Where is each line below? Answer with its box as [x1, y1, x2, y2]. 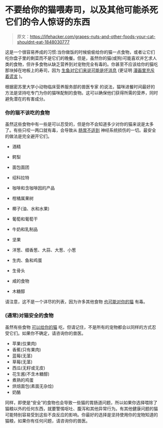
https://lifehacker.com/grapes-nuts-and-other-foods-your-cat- [30, 34, 156, 39]
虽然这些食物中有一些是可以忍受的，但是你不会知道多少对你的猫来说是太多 [5, 121, 154, 127]
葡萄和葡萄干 [12, 216, 38, 222]
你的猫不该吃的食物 [5, 109, 50, 116]
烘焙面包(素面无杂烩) [12, 383, 54, 389]
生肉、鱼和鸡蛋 [12, 257, 42, 263]
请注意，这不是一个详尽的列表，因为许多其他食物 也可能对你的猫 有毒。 [5, 299, 148, 304]
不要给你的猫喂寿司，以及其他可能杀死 [5, 4, 159, 16]
